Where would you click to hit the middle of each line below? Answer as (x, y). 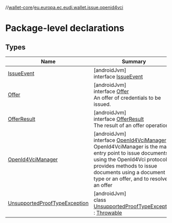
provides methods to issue (125, 166)
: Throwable (108, 213)
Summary (134, 61)
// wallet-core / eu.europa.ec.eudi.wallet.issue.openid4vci (64, 7)
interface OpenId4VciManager (130, 140)
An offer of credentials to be (127, 98)
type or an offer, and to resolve (131, 179)
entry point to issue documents (131, 153)
